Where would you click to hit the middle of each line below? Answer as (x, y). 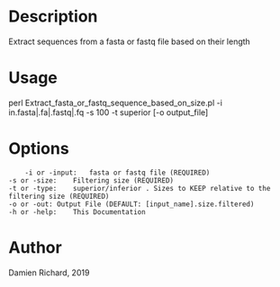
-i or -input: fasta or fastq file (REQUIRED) (117, 173)
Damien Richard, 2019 (49, 273)
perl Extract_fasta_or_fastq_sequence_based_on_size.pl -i (115, 103)
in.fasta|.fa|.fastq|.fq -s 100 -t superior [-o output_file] (108, 112)
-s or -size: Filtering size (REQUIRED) (91, 180)
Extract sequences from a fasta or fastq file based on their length (130, 41)
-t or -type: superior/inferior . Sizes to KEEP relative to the (140, 188)
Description (53, 17)
